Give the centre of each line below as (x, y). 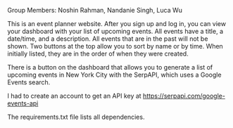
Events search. (29, 82)
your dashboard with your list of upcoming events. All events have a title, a (115, 31)
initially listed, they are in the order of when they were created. (98, 53)
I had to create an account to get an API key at (75, 96)
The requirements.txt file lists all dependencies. (76, 117)
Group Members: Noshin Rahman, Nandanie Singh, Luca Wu (95, 10)
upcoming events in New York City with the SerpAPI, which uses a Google (114, 75)
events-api (23, 103)
